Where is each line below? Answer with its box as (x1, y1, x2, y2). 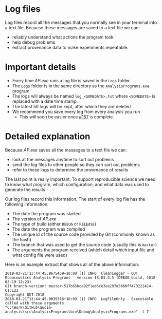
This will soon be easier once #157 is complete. (19, 113, 114, 120)
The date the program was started (12, 210, 81, 216)
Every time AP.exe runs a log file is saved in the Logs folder (12, 77, 130, 83)
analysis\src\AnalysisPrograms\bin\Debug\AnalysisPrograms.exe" (5, 309, 138, 314)
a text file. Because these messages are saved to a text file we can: (5, 24, 140, 30)
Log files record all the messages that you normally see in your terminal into (5, 19, 157, 25)
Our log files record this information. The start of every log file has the (5, 196, 145, 202)
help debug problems (12, 39, 55, 45)
